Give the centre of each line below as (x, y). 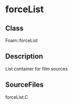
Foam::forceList (22, 40)
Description (24, 56)
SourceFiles (25, 85)
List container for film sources (36, 69)
